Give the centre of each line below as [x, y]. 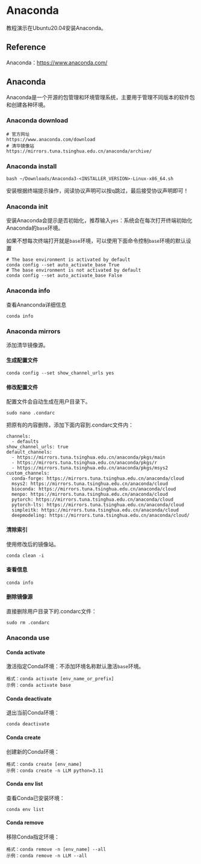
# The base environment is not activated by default [74, 271]
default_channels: [29, 452]
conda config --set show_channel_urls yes [60, 373]
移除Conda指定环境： [33, 837]
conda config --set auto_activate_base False [64, 276]
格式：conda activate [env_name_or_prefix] [60, 679]
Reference [26, 47]
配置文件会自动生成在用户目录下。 [48, 402]
